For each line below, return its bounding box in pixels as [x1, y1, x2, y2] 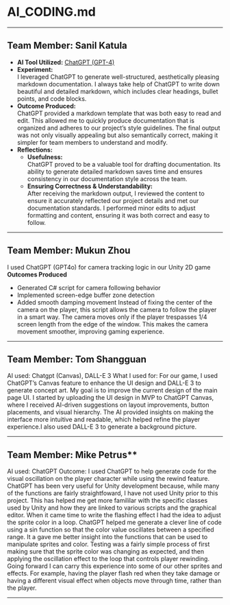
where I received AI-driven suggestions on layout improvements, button [7, 401, 209, 409]
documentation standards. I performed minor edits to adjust [27, 204, 196, 212]
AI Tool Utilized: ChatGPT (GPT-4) [16, 58, 115, 66]
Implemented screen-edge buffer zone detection [16, 291, 155, 299]
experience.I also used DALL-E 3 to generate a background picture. [7, 423, 197, 431]
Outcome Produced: [16, 102, 77, 110]
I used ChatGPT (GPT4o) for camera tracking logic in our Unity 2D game [7, 263, 211, 271]
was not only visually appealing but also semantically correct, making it [16, 131, 218, 139]
